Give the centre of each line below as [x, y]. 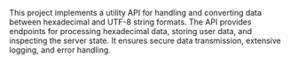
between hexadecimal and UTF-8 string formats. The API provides [130, 22]
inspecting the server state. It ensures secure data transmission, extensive [145, 40]
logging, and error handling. [60, 50]
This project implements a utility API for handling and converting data [136, 13]
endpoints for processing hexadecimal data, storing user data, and [131, 31]
